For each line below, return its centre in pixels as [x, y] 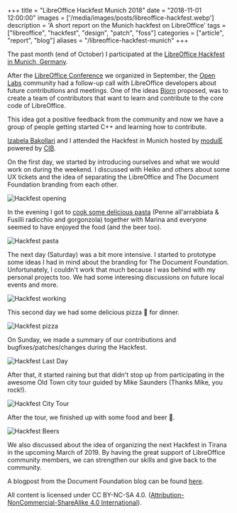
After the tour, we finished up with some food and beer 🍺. [91, 417]
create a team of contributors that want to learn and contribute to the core [115, 98]
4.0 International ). [116, 502]
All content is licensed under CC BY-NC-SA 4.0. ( [79, 495]
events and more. [33, 285]
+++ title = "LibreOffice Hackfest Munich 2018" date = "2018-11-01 [105, 10]
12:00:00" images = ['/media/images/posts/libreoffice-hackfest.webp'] [111, 18]
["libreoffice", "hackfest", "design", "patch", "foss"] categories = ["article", [116, 33]
